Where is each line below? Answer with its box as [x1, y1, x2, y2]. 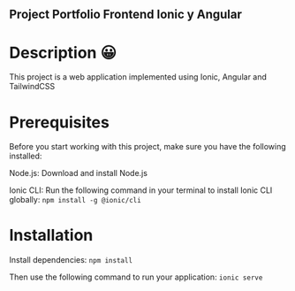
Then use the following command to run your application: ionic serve [9, 272, 263, 282]
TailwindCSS [9, 81, 56, 92]
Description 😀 [9, 42, 117, 63]
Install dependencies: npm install [9, 255, 133, 265]
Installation [9, 226, 94, 246]
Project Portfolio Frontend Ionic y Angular [9, 7, 243, 22]
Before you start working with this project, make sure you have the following [9, 142, 287, 152]
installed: [9, 150, 42, 162]
